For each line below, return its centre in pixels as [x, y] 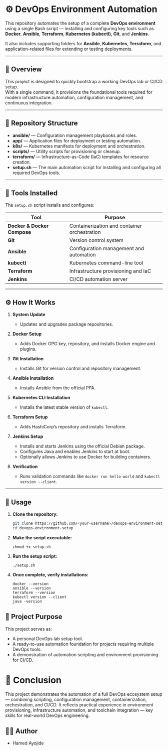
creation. [21, 162]
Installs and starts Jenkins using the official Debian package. [82, 446]
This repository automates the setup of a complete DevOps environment [80, 23]
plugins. [28, 349]
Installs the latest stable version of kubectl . [64, 407]
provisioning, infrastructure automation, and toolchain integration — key [79, 710]
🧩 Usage [18, 502]
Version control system [96, 240]
